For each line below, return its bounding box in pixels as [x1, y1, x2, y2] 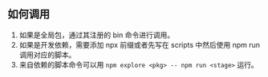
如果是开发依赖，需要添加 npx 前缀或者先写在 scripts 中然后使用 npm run [18, 40, 261, 49]
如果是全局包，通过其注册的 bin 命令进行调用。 [18, 30, 174, 40]
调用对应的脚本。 [18, 50, 76, 60]
